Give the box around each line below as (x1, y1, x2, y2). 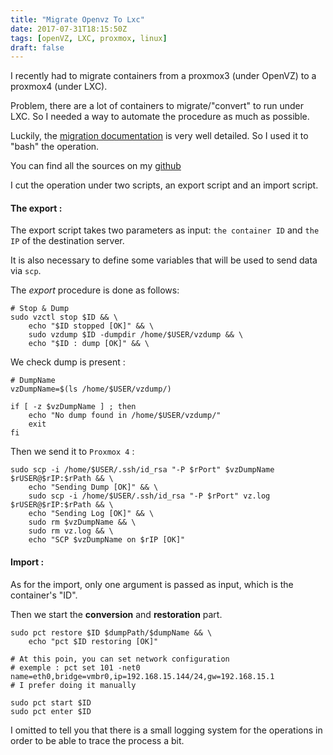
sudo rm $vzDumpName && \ (28, 517, 137, 528)
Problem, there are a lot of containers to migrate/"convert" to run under (10, 100, 305, 112)
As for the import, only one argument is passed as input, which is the (10, 578, 294, 590)
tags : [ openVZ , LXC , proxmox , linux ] (10, 33, 168, 43)
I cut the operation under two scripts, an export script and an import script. (10, 179, 319, 191)
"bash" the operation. (10, 141, 100, 153)
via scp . (10, 265, 42, 277)
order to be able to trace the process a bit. (10, 734, 185, 746)
